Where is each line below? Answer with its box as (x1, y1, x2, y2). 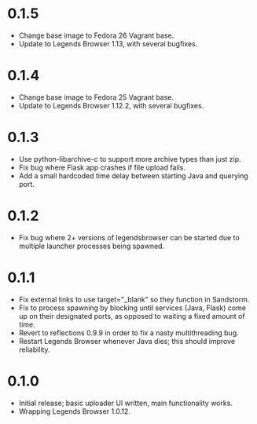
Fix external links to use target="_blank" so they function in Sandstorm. (18, 294, 250, 304)
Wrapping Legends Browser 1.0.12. (18, 406, 131, 416)
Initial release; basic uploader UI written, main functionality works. (18, 398, 233, 408)
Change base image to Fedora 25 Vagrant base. (18, 92, 174, 102)
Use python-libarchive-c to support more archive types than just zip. (18, 154, 241, 163)
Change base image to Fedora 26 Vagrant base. (18, 31, 174, 40)
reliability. (18, 345, 50, 354)
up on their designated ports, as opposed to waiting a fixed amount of (18, 311, 245, 320)
